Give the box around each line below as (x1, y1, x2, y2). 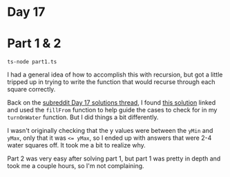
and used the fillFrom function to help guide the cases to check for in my (7, 106, 218, 114)
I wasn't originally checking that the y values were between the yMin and (7, 127, 213, 135)
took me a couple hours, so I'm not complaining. (7, 162, 144, 170)
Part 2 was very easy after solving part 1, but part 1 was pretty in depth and (7, 154, 221, 163)
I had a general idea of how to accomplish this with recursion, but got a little (7, 70, 223, 79)
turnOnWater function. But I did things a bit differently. (7, 113, 159, 121)
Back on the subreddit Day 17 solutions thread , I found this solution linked (7, 98, 216, 107)
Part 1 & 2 (7, 36, 61, 52)
